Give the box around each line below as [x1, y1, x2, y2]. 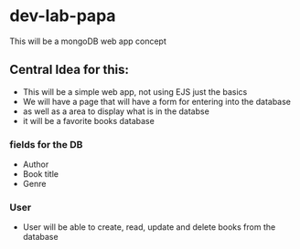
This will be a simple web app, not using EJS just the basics [22, 86, 248, 97]
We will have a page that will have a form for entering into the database [22, 96, 291, 107]
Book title [22, 169, 59, 180]
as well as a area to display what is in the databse [22, 106, 210, 117]
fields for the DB [9, 138, 83, 150]
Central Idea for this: [9, 62, 130, 78]
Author [22, 159, 49, 170]
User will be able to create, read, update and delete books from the [22, 222, 276, 233]
